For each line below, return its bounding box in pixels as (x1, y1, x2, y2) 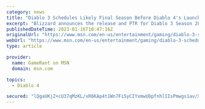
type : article (6, 43, 43, 50)
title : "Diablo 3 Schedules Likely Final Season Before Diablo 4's (6, 15, 182, 21)
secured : (6, 93, 29, 100)
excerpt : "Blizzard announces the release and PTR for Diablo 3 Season (6, 20, 192, 26)
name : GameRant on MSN (12, 59, 70, 66)
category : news (6, 9, 45, 15)
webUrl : (6, 37, 26, 43)
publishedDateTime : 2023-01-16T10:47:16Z (6, 26, 113, 32)
